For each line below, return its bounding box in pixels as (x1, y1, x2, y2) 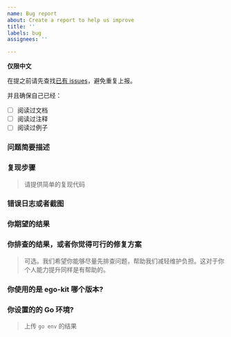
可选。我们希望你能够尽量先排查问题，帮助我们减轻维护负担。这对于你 (24, 257, 225, 265)
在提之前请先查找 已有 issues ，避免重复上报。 (7, 77, 136, 85)
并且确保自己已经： (7, 92, 62, 100)
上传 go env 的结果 (24, 322, 77, 330)
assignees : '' (7, 36, 48, 43)
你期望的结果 (7, 219, 50, 229)
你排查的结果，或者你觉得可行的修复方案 (7, 240, 142, 250)
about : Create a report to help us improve (7, 17, 135, 24)
